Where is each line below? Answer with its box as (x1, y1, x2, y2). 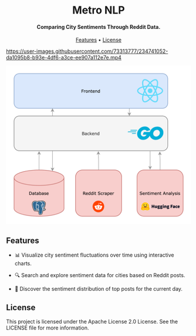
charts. (14, 260, 32, 267)
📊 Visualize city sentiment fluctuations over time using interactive (14, 251, 174, 259)
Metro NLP (72, 4, 125, 17)
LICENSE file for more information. (6, 324, 89, 331)
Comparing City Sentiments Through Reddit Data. (36, 23, 161, 30)
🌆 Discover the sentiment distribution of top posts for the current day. (14, 285, 183, 292)
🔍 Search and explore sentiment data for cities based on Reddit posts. (14, 272, 185, 279)
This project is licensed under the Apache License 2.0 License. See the (6, 318, 178, 325)
